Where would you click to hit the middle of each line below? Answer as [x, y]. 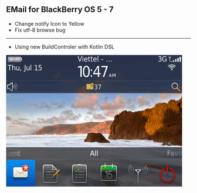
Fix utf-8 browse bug [40, 30]
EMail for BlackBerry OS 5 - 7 [60, 10]
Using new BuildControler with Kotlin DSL [64, 47]
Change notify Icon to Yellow [49, 23]
